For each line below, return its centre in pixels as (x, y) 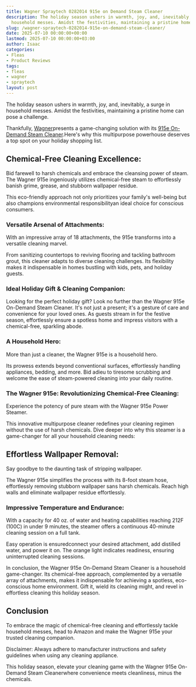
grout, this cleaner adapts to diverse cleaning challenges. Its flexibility (90, 261)
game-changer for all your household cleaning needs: (71, 436)
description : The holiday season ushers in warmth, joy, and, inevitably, (99, 17)
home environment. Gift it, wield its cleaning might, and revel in (108, 586)
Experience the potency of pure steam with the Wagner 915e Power (87, 406)
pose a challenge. (27, 117)
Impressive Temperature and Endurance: (65, 507)
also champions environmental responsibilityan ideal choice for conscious (95, 203)
